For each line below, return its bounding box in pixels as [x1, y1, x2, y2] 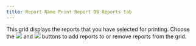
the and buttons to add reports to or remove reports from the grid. [6, 33, 187, 40]
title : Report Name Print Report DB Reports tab [6, 8, 132, 15]
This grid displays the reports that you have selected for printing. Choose [6, 25, 190, 33]
